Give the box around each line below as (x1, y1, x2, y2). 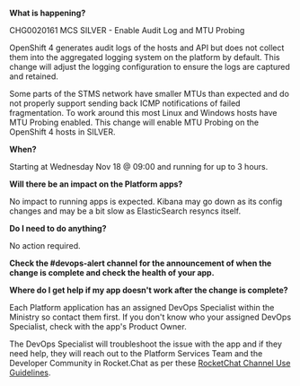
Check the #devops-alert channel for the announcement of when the (9, 258, 272, 268)
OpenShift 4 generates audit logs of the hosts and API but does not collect (9, 42, 285, 53)
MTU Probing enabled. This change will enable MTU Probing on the (9, 117, 259, 127)
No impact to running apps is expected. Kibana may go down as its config (9, 197, 283, 206)
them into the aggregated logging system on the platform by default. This (9, 52, 280, 62)
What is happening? (9, 8, 86, 18)
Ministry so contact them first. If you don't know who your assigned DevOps (9, 311, 292, 322)
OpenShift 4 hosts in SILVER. (9, 127, 116, 137)
